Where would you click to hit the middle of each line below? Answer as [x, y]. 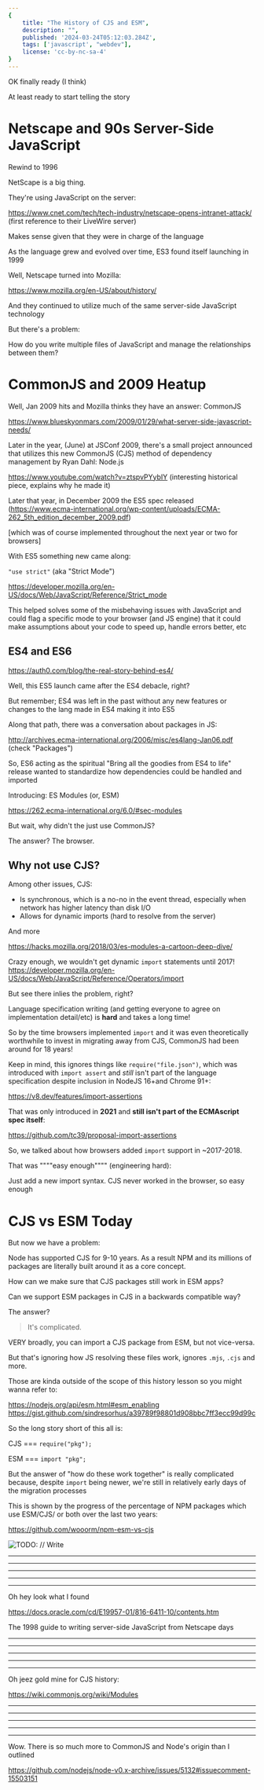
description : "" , [51, 30]
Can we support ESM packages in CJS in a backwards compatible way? [125, 1297]
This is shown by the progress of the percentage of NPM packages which [127, 1506]
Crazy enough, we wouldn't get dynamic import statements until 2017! [122, 962]
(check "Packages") [40, 748]
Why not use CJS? [54, 865]
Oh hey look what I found [49, 1597]
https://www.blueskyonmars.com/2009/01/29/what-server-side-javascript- [130, 421]
